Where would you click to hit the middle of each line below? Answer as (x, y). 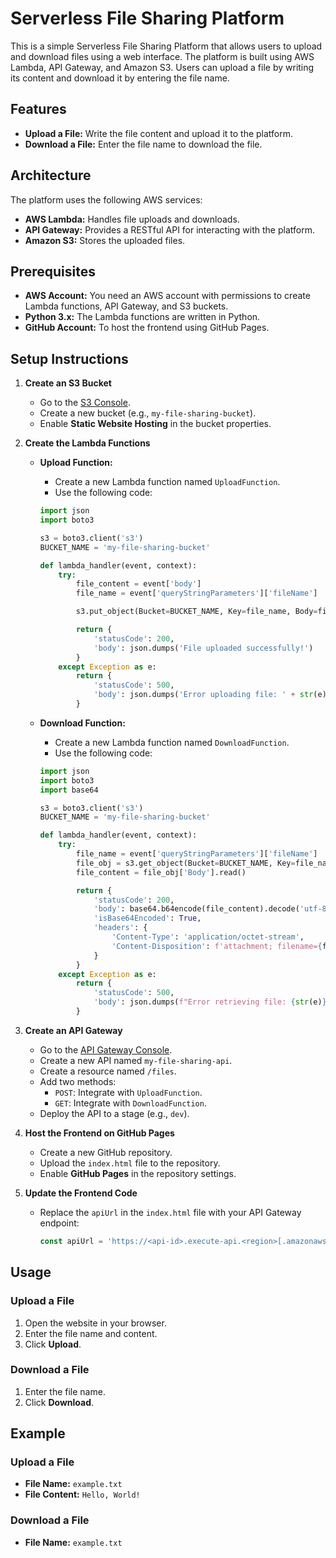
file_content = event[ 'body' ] (138, 584)
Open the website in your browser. (95, 1323)
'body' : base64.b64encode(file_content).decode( (196, 909)
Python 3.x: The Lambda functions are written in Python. (142, 317)
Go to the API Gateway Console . (106, 1049)
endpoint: (59, 1223)
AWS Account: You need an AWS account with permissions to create (167, 296)
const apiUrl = (71, 1241)
